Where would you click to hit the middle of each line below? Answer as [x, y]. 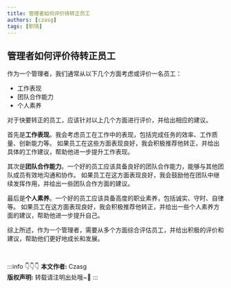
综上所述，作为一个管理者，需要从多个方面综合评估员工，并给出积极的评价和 [115, 230]
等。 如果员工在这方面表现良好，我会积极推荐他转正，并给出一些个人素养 [110, 207]
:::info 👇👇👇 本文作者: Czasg [47, 267]
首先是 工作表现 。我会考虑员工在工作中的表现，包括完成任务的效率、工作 [109, 135]
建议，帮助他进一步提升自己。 [61, 215]
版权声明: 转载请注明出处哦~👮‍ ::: [53, 277]
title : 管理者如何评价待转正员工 [49, 13]
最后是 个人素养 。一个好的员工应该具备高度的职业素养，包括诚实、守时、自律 [115, 198]
